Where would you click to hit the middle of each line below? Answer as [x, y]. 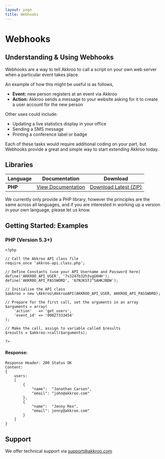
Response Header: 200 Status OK [38, 363]
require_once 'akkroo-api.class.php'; [45, 263]
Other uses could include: [31, 114]
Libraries [19, 165]
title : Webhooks [22, 14]
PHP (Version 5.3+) [29, 240]
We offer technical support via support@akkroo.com [59, 451]
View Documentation [61, 187]
